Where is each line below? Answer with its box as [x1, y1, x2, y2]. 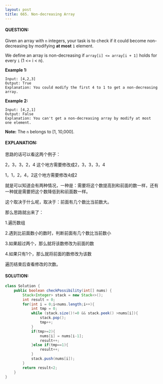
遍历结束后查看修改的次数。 [5, 261, 61, 267]
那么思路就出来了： [5, 209, 44, 215]
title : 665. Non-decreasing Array [5, 12, 75, 17]
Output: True [5, 81, 32, 85]
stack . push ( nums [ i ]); [31, 356, 75, 362]
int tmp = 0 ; [31, 306, 57, 311]
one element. [5, 120, 32, 125]
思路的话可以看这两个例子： [5, 151, 61, 157]
